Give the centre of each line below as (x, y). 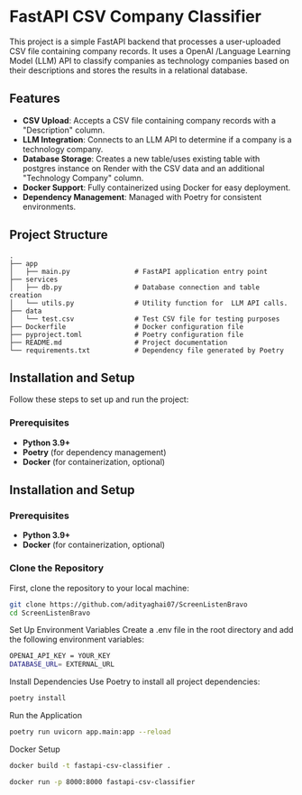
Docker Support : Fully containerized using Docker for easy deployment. (156, 187)
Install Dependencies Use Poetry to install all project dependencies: (135, 681)
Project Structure (59, 235)
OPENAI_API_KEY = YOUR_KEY (60, 656)
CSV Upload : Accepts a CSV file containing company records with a (149, 120)
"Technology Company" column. (83, 178)
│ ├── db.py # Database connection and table (134, 287)
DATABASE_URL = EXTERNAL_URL (62, 664)
